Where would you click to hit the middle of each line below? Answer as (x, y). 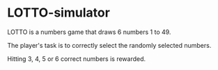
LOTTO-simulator (59, 13)
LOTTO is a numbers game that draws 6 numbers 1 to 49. (89, 32)
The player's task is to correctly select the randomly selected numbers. (109, 45)
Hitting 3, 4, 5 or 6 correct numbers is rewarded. (77, 59)
